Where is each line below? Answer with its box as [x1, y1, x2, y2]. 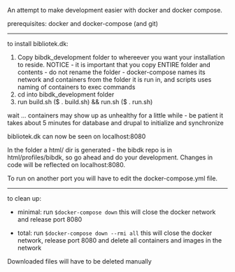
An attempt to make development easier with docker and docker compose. [7, 6, 222, 14]
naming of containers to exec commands [17, 83, 136, 91]
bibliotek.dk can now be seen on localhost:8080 [7, 132, 146, 141]
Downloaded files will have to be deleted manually [7, 257, 152, 265]
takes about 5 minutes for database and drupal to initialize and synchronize [7, 119, 224, 127]
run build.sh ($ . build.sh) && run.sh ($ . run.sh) [17, 98, 153, 106]
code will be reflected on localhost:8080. [7, 161, 126, 169]
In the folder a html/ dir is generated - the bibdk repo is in [7, 146, 173, 154]
